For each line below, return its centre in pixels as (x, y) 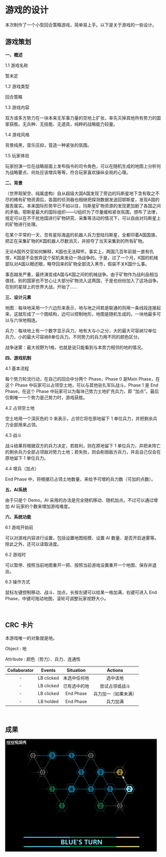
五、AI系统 (16, 489)
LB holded (48, 701)
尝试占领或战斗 (115, 686)
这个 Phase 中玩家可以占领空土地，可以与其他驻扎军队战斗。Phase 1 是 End (82, 385)
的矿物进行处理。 (22, 224)
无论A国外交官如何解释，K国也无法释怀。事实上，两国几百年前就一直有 (77, 251)
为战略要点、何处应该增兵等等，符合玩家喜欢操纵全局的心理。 (68, 172)
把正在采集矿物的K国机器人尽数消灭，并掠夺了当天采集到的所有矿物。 (76, 241)
